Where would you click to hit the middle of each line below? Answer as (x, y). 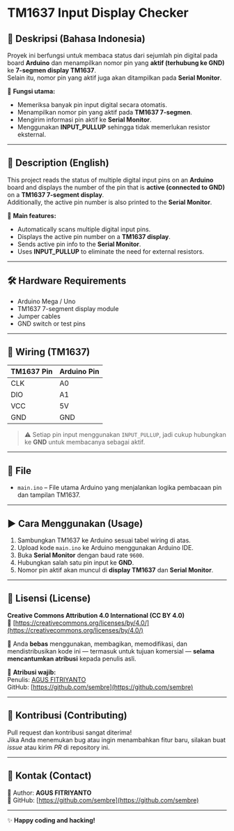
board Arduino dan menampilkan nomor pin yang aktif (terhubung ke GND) (116, 63)
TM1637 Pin (32, 372)
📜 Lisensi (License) (49, 599)
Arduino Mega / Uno (46, 301)
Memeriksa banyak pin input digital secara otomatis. (92, 105)
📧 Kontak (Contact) (49, 776)
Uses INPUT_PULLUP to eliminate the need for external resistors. (110, 251)
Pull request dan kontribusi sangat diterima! (70, 732)
